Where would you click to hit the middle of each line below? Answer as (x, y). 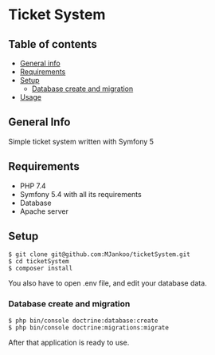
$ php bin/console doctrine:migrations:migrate (89, 327)
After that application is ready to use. (69, 342)
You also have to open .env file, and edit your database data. (107, 283)
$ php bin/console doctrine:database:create (83, 321)
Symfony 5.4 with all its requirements (80, 194)
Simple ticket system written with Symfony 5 (81, 141)
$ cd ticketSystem (39, 262)
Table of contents (53, 44)
